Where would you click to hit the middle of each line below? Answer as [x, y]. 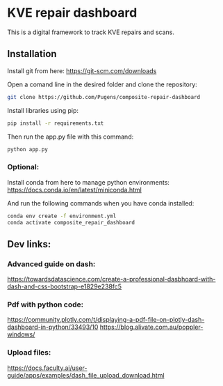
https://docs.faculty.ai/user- [48, 368]
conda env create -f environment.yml [62, 216]
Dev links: [29, 244]
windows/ [21, 334]
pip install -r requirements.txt [56, 123]
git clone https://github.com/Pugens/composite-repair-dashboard [104, 97]
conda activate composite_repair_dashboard [71, 222]
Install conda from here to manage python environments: [89, 182]
